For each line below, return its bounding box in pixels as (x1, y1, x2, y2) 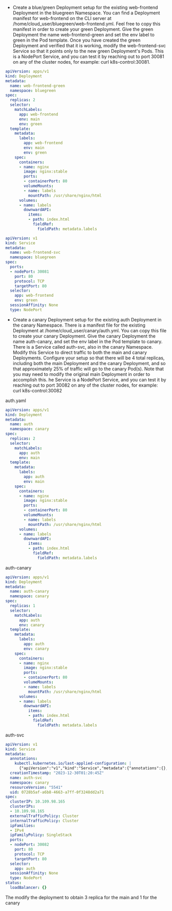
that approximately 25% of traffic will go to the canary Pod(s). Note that (12, 366, 164, 372)
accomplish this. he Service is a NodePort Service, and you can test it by (12, 376, 166, 383)
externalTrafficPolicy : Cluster (10, 813, 79, 819)
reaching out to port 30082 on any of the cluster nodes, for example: (12, 382, 158, 388)
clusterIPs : (10, 804, 36, 809)
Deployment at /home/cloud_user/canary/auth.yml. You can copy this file (12, 327, 167, 333)
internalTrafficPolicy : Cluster (10, 818, 79, 823)
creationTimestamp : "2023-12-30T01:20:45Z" (10, 770, 104, 775)
